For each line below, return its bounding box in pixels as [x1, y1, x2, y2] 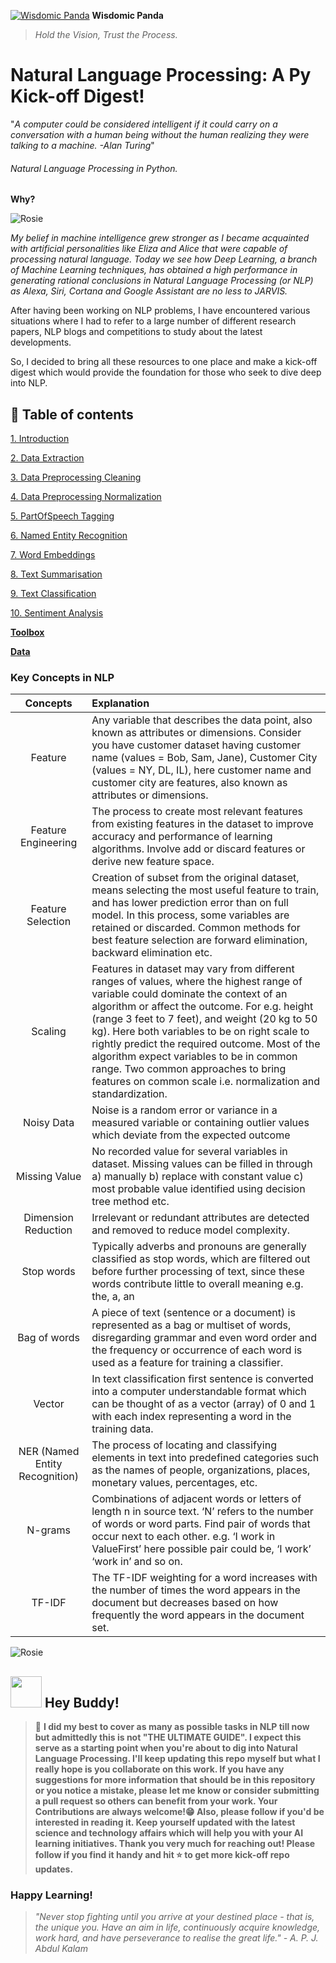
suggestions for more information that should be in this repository [34, 1774, 316, 1786]
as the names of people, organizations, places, [91, 1463, 311, 1477]
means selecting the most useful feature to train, [91, 883, 320, 897]
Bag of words [17, 1331, 80, 1345]
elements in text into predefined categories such [91, 1451, 320, 1465]
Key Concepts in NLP [10, 670, 115, 684]
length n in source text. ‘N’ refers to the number [91, 1505, 314, 1519]
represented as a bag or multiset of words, [91, 1318, 292, 1332]
